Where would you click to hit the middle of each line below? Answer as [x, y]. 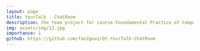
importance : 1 [24, 33]
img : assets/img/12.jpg [36, 28]
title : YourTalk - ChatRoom [41, 17]
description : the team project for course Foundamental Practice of [93, 22]
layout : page [22, 11]
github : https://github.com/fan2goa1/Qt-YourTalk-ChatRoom [81, 39]
